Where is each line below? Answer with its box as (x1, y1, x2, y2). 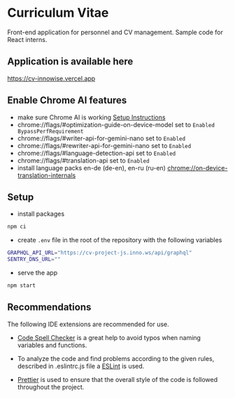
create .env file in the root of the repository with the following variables (17, 236, 222, 244)
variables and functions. (17, 341, 87, 349)
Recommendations (7, 302, 92, 314)
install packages (17, 209, 65, 218)
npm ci (7, 223, 27, 230)
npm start (7, 282, 36, 289)
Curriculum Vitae (7, 5, 109, 21)
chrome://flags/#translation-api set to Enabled (17, 156, 150, 165)
